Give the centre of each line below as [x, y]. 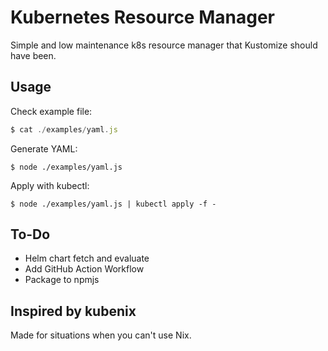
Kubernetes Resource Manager [142, 17]
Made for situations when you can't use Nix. [101, 335]
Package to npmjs [62, 280]
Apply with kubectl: [50, 185]
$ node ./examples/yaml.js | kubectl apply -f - [113, 204]
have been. [33, 55]
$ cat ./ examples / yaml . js [64, 129]
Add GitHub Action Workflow [84, 269]
